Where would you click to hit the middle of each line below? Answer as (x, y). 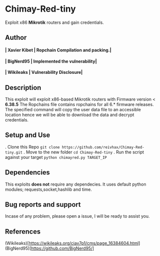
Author (16, 38)
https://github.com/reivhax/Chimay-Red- (103, 147)
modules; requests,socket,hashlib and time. (48, 189)
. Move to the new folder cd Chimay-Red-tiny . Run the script (84, 152)
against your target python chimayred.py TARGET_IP (56, 157)
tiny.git (14, 152)
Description (23, 88)
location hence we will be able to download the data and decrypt (70, 115)
